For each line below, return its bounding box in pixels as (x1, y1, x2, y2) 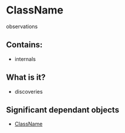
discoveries (14, 88, 43, 95)
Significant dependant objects (6, 105, 119, 115)
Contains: (6, 40, 43, 50)
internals (14, 55, 36, 62)
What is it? (6, 73, 46, 83)
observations (6, 23, 38, 30)
